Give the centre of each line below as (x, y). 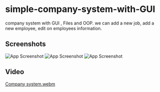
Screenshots (26, 44)
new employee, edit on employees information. (54, 28)
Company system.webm (30, 84)
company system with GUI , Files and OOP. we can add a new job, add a (80, 23)
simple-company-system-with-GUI (80, 9)
